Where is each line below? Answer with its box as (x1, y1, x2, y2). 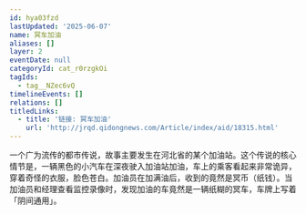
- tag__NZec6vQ (17, 81, 76, 90)
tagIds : (9, 73, 39, 82)
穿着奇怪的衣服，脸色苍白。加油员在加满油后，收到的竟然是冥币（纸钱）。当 (9, 172, 293, 183)
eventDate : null (9, 56, 71, 65)
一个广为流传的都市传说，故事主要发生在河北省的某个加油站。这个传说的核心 (9, 149, 297, 160)
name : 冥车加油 (9, 30, 62, 39)
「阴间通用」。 (9, 195, 62, 206)
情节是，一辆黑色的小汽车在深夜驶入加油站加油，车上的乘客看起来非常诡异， (9, 161, 297, 171)
